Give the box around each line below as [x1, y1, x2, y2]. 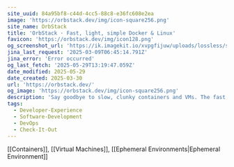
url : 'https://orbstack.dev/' [7, 81, 95, 88]
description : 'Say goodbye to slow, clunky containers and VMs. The [7, 94, 210, 101]
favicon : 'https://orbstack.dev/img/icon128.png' [7, 36, 155, 43]
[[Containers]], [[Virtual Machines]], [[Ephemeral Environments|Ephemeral [7, 145, 221, 153]
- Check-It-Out [13, 126, 58, 133]
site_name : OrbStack [7, 23, 68, 30]
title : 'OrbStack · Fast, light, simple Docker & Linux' [7, 29, 176, 37]
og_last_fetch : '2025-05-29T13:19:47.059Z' [7, 62, 136, 69]
